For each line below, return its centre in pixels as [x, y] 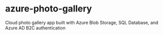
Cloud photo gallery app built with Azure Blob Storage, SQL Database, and [82, 22]
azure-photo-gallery [49, 9]
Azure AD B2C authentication [35, 27]
